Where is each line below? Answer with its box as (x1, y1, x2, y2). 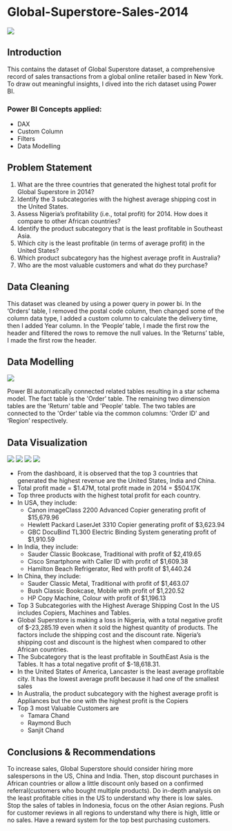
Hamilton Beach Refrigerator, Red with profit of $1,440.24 (27, 564, 192, 573)
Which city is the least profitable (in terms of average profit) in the (17, 239, 205, 247)
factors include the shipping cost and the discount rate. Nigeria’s (17, 631, 202, 639)
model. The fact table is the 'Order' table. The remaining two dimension (7, 394, 211, 403)
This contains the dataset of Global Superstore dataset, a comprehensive (7, 65, 215, 73)
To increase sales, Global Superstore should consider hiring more (7, 765, 193, 773)
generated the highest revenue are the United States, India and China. (17, 477, 216, 485)
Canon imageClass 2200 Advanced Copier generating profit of (27, 506, 206, 515)
